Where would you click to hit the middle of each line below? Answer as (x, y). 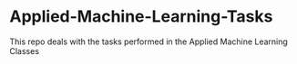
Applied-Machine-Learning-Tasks (141, 17)
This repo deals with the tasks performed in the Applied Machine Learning (149, 41)
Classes (24, 50)
